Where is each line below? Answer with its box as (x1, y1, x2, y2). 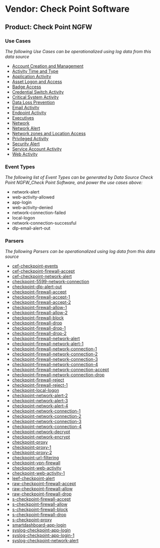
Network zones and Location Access (12, 130, 86, 136)
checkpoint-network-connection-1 (12, 408, 81, 414)
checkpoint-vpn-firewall (12, 460, 61, 466)
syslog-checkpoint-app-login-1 (12, 532, 75, 538)
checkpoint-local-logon (12, 388, 59, 393)
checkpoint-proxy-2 (12, 450, 52, 455)
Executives (12, 115, 34, 120)
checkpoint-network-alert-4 (12, 403, 68, 409)
